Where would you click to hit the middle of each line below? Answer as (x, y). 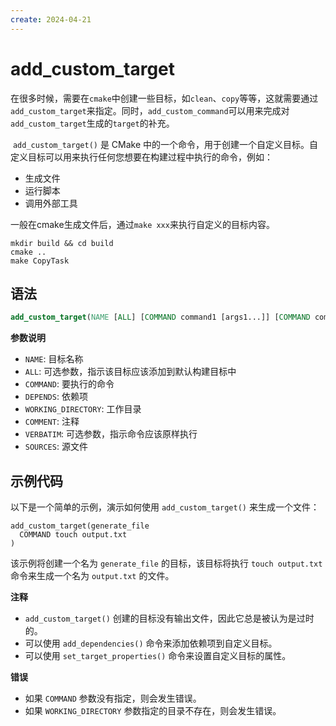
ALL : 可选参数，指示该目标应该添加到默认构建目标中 (130, 372)
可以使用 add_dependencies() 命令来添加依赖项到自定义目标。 (151, 643)
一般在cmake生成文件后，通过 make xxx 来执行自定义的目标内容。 (142, 224)
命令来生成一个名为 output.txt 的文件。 (92, 576)
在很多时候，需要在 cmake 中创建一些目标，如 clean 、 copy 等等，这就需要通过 (164, 98)
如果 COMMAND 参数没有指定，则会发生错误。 (113, 698)
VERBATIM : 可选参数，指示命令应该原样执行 (111, 434)
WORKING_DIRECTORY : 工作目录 (83, 409)
